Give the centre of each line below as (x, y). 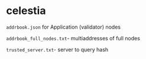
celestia (26, 11)
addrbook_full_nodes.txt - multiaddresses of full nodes (73, 38)
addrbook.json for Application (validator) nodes (64, 27)
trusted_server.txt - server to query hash (57, 49)
